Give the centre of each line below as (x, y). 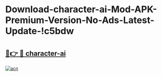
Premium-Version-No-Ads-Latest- (80, 20)
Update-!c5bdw (40, 31)
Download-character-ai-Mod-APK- (81, 9)
